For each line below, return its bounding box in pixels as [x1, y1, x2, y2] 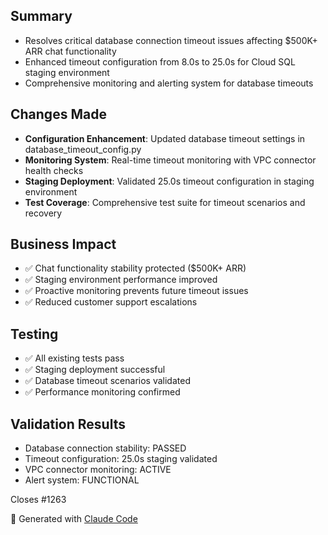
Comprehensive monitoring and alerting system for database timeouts [24, 77, 314, 89]
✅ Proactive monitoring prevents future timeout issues [24, 285, 249, 297]
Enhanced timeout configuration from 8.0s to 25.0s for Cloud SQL [24, 55, 296, 68]
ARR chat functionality [24, 45, 117, 57]
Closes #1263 [10, 494, 67, 506]
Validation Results [10, 415, 126, 433]
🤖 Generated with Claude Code [10, 513, 138, 525]
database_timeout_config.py [24, 143, 142, 155]
